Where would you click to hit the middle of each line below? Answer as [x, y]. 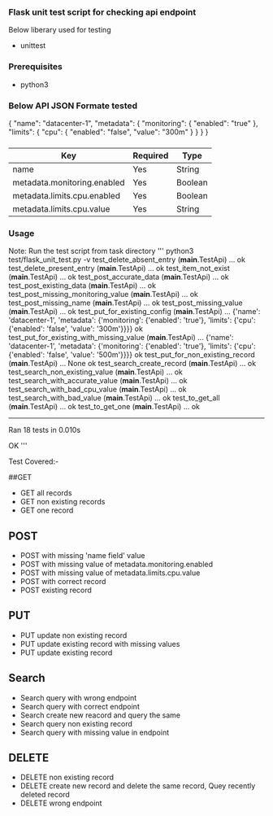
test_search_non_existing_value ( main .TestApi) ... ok [95, 372]
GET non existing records [63, 502]
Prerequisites [35, 67]
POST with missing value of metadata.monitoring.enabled [117, 564]
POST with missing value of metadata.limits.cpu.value [110, 573]
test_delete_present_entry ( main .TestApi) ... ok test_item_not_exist [119, 268]
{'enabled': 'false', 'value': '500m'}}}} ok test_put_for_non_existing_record [132, 355]
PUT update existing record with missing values [100, 644]
